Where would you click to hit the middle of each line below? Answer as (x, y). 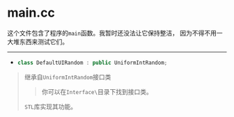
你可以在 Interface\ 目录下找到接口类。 (97, 91)
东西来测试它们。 (44, 41)
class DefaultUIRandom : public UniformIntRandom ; (92, 63)
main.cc (31, 13)
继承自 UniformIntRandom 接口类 (68, 77)
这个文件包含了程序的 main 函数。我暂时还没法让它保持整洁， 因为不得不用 (112, 33)
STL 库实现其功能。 (50, 107)
